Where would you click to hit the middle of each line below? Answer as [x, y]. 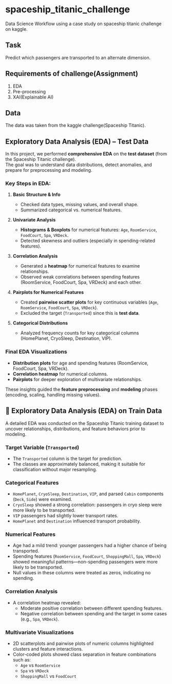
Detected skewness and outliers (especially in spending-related [88, 241]
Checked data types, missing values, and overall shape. [79, 205]
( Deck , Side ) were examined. [42, 499]
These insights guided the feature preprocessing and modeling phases [82, 389]
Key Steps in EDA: [28, 184]
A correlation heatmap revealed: [47, 602]
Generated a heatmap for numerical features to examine [80, 266]
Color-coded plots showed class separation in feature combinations [84, 654]
